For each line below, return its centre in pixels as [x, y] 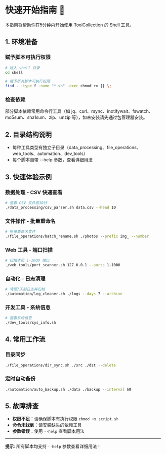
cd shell [14, 72]
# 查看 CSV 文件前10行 [26, 203]
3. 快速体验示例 [28, 177]
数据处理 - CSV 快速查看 [34, 192]
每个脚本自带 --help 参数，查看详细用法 [52, 160]
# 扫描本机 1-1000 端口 [27, 260]
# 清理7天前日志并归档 [25, 289]
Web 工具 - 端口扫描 [29, 250]
